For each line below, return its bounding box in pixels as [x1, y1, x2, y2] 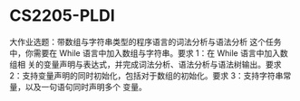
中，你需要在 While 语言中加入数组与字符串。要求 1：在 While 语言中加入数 [9, 47, 288, 59]
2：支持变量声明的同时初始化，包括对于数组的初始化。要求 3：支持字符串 [9, 69, 284, 81]
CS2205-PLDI [9, 5, 115, 26]
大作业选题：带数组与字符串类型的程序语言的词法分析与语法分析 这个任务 [9, 36, 282, 47]
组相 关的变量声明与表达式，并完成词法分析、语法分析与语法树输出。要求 [9, 59, 282, 69]
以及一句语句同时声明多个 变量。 [24, 81, 147, 92]
